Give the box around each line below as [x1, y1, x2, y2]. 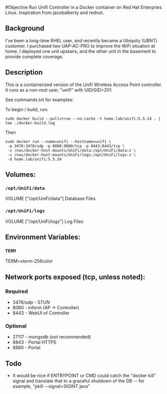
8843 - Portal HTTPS [12, 339, 57, 345]
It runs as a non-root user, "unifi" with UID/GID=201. [5, 87, 113, 93]
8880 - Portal [12, 345, 41, 351]
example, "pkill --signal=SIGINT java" [12, 383, 91, 389]
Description [5, 68, 43, 77]
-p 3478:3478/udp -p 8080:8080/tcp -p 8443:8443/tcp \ [7, 143, 125, 148]
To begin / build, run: [5, 106, 49, 112]
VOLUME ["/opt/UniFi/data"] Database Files [5, 196, 96, 202]
